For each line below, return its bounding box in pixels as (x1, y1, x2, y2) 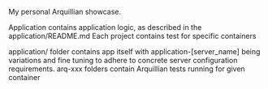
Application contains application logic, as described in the (8, 23, 202, 32)
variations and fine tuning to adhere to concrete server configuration (8, 56, 238, 65)
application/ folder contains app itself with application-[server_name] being (8, 47, 261, 56)
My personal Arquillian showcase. (8, 7, 122, 16)
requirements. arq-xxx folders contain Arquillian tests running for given (8, 64, 245, 74)
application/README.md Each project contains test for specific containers (8, 32, 257, 40)
